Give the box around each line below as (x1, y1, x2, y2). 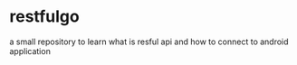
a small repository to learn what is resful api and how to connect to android (9, 36, 289, 47)
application (9, 45, 52, 56)
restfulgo (9, 6, 80, 27)
